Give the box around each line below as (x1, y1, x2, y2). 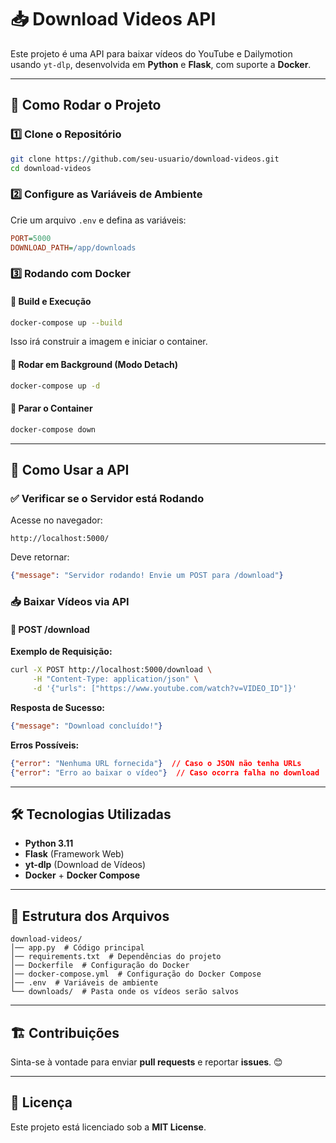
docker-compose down (10, 424, 97, 435)
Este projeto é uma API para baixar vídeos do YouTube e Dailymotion (10, 47, 293, 60)
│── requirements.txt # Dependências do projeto (10, 952, 222, 962)
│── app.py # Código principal (10, 943, 145, 953)
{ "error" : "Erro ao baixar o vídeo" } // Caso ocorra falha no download (10, 767, 320, 778)
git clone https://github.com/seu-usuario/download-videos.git (10, 154, 280, 164)
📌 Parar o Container (10, 402, 93, 415)
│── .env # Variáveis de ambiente (10, 978, 159, 988)
